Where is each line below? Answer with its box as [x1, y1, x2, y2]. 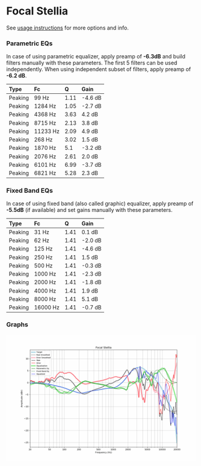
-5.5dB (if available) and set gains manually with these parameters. [6, 207, 173, 214]
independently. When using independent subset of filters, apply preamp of [6, 66, 191, 73]
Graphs [6, 320, 28, 329]
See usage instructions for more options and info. [6, 24, 129, 31]
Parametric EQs [6, 39, 53, 48]
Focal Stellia [6, 4, 69, 18]
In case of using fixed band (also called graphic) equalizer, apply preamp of [6, 200, 194, 207]
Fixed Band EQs [6, 186, 53, 194]
